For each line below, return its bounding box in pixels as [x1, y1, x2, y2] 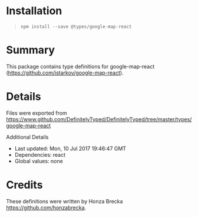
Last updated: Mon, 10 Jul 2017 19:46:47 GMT [14, 145, 127, 152]
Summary [6, 43, 55, 57]
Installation [6, 4, 62, 18]
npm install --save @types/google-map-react [20, 24, 132, 30]
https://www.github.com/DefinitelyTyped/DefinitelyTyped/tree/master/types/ [6, 115, 192, 122]
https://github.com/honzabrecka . [6, 204, 87, 211]
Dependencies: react [14, 151, 66, 158]
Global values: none [14, 157, 63, 164]
